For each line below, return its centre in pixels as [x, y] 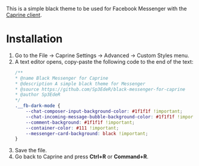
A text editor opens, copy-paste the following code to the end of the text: [104, 61]
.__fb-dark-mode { [37, 106]
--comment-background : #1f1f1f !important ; [80, 122]
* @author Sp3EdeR [37, 95]
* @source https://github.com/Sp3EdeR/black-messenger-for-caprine [100, 89]
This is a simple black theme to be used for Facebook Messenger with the [97, 9]
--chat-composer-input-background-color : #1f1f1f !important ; [104, 112]
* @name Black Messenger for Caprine [61, 78]
